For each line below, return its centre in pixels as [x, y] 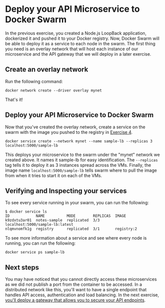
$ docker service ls [26, 212]
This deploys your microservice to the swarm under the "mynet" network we [82, 154]
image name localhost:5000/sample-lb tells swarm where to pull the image [81, 170]
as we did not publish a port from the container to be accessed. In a [74, 284]
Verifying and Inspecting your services [66, 191]
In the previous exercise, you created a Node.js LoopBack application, [76, 33]
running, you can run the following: [41, 243]
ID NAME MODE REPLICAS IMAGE [66, 216]
